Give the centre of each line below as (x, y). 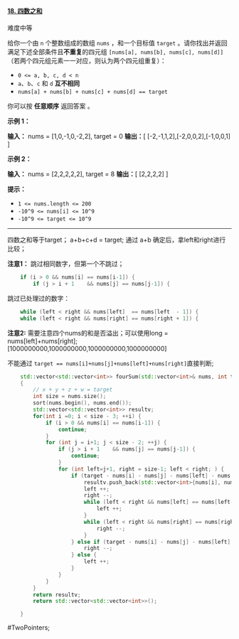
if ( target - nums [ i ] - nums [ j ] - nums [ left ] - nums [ (152, 476)
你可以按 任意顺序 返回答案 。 (51, 106)
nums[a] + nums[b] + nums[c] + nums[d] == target (93, 92)
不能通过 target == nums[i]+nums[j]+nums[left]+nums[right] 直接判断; (111, 363)
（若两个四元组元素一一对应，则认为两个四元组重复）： (87, 61)
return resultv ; (57, 595)
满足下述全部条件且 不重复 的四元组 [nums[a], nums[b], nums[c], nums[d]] (116, 52)
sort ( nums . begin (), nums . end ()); (83, 403)
